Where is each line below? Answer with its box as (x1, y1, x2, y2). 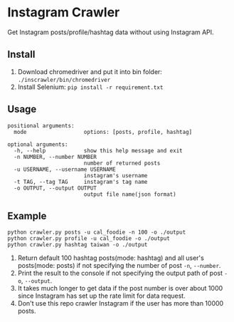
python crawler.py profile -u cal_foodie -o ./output (7, 235, 171, 242)
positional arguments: (7, 122, 75, 129)
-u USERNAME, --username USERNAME (14, 165, 116, 173)
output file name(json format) (83, 190, 176, 198)
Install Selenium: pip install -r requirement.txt (17, 83, 164, 91)
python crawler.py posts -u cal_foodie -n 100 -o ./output (7, 229, 186, 236)
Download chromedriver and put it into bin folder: (17, 67, 162, 76)
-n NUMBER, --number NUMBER (14, 153, 97, 160)
